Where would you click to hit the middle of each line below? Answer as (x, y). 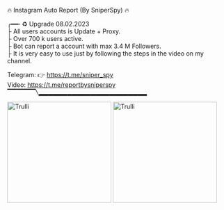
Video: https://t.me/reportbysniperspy (62, 85)
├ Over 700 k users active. (45, 39)
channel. (20, 61)
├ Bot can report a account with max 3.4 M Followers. (84, 46)
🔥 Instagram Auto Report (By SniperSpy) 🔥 (68, 10)
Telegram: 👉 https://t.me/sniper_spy (60, 75)
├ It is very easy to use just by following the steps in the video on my (105, 54)
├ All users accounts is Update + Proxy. (64, 31)
